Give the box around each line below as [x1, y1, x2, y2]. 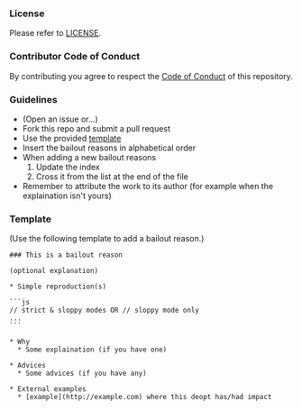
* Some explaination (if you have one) [17, 345, 168, 354]
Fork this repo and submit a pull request [22, 123, 171, 133]
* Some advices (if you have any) [17, 369, 147, 378]
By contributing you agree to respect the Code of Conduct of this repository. [9, 70, 293, 81]
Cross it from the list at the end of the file [35, 170, 189, 182]
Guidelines [9, 93, 58, 105]
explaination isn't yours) [22, 190, 113, 201]
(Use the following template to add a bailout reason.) [9, 233, 205, 244]
